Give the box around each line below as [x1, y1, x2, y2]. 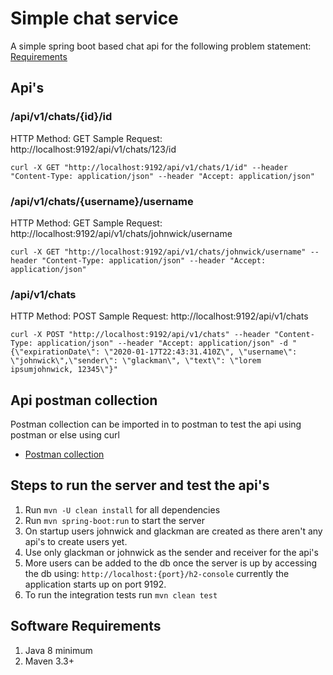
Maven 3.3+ [24, 655, 75, 667]
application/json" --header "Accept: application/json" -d [36, 338, 288, 349]
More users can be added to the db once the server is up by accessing [24, 557, 318, 569]
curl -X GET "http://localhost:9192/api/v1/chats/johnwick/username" [10, 247, 307, 257]
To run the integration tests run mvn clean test [24, 588, 218, 601]
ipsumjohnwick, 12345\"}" [10, 365, 118, 375]
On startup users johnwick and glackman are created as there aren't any [24, 525, 323, 537]
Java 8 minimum [24, 644, 93, 656]
